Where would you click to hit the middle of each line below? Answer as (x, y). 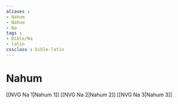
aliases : (18, 11)
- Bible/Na (19, 39)
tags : (14, 33)
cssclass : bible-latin (35, 50)
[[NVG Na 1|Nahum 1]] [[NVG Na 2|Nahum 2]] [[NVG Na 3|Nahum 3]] (89, 95)
